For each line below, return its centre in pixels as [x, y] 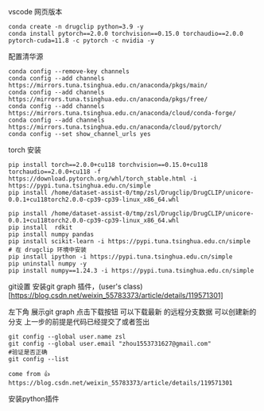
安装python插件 [34, 399]
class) [133, 286]
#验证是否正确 [28, 352]
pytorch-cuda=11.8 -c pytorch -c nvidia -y [82, 41]
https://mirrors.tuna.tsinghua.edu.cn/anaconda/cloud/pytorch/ [115, 127]
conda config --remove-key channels [69, 72]
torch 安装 [25, 150]
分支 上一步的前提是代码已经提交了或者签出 [79, 322]
